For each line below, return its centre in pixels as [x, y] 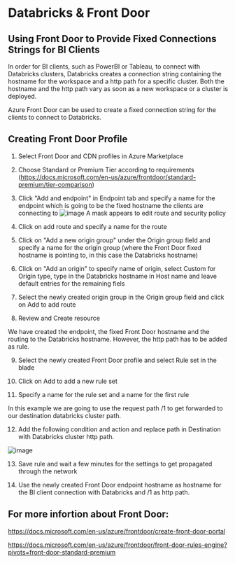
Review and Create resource [59, 318]
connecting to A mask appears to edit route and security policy [122, 213]
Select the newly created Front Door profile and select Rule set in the [117, 360]
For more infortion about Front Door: [88, 514]
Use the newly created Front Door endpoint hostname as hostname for [120, 485]
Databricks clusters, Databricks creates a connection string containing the [115, 74]
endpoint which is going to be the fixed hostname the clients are [111, 205]
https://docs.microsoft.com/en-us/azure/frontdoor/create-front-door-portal [117, 531]
